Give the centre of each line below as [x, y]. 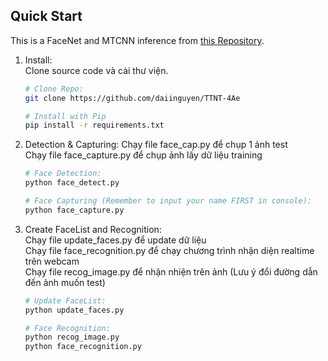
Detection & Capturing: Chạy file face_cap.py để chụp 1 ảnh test [156, 145]
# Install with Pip [65, 116]
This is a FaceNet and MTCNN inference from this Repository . [137, 40]
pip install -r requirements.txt [94, 125]
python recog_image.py [72, 337]
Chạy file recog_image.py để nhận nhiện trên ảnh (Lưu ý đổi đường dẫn [171, 271]
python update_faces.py [74, 310]
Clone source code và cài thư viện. [96, 70]
